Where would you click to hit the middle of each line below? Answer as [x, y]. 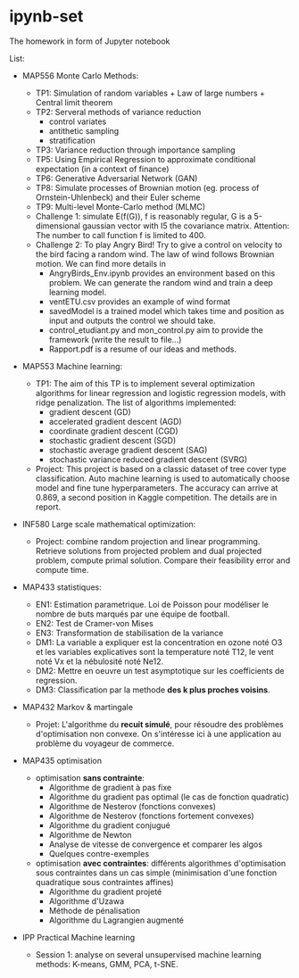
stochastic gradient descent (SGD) [112, 440]
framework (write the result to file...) [115, 339]
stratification [72, 140]
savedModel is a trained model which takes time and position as [166, 311]
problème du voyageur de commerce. [105, 743]
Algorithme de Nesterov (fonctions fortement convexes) [151, 816]
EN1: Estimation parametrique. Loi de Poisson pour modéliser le [152, 604]
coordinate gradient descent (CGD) [113, 431]
